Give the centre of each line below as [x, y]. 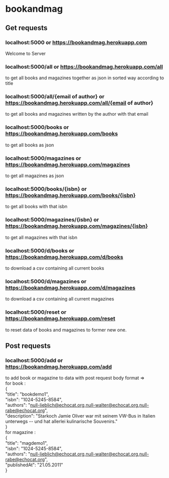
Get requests [26, 28]
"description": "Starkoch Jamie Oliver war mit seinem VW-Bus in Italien [80, 416]
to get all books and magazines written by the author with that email [77, 114]
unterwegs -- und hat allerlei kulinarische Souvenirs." [61, 421]
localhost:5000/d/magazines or [46, 281]
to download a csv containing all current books [55, 268]
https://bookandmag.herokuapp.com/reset [60, 319]
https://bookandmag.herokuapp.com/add [59, 366]
